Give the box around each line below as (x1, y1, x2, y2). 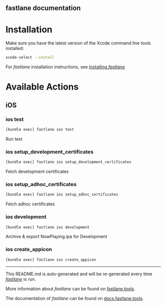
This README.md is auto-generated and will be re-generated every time (5, 271, 152, 277)
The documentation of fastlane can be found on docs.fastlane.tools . (5, 295, 144, 301)
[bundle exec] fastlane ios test (5, 127, 74, 132)
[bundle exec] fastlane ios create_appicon (5, 257, 97, 262)
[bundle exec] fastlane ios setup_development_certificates (5, 159, 132, 165)
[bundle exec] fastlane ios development (5, 225, 90, 230)
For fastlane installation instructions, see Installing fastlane (5, 64, 125, 70)
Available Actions (5, 81, 79, 93)
